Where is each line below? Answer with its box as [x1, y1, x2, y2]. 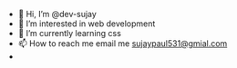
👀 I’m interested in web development [17, 18, 156, 29]
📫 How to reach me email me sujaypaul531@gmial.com [17, 38, 228, 49]
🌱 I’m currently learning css [17, 28, 121, 38]
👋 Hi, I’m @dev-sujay [17, 9, 98, 19]
